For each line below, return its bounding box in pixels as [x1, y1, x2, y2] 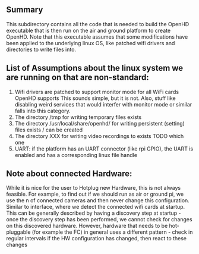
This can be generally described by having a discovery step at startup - [6, 209, 181, 217]
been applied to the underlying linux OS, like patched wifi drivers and [6, 39, 175, 46]
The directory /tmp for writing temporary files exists [14, 113, 142, 121]
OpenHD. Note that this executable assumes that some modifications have [6, 33, 188, 40]
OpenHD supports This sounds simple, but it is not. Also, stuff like [14, 95, 176, 102]
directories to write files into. [6, 46, 76, 53]
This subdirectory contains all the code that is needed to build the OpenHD [6, 20, 189, 27]
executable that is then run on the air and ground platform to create [6, 27, 171, 34]
